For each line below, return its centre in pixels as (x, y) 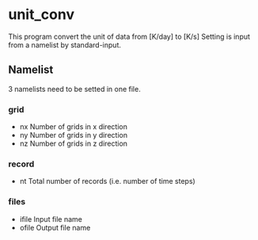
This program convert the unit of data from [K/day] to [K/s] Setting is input (129, 36)
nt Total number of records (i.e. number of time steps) (107, 181)
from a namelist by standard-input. (64, 44)
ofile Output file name (55, 227)
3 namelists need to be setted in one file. (74, 89)
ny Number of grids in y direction (74, 135)
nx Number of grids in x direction (74, 127)
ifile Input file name (51, 219)
